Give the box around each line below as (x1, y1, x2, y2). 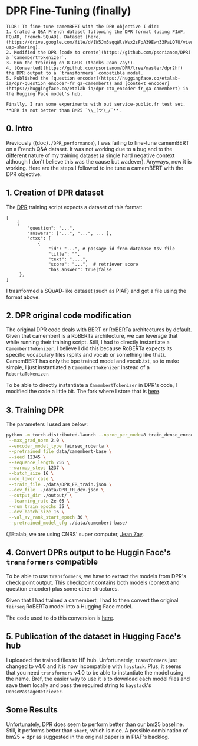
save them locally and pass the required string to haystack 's (6, 681, 151, 689)
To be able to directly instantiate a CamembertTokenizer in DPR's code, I (6, 382, 177, 389)
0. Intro (6, 123, 34, 133)
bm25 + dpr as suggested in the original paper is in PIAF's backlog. (6, 733, 170, 740)
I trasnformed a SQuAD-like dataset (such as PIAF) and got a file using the (6, 287, 187, 294)
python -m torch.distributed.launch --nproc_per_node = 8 (6, 432, 146, 438)
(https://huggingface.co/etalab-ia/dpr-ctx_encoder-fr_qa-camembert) (6, 86, 181, 92)
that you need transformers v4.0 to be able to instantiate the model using (6, 669, 184, 676)
